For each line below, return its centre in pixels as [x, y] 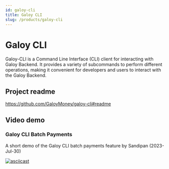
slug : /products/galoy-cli [34, 19]
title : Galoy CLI [24, 15]
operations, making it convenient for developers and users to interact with [83, 70]
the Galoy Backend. [26, 75]
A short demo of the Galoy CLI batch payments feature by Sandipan [77, 145]
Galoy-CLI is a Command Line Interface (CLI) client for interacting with [79, 59]
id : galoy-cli [20, 10]
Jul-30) [13, 151]
